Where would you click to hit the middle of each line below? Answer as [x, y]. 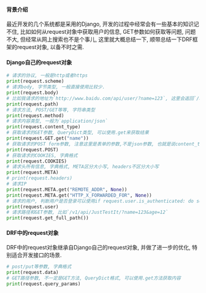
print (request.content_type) [44, 127]
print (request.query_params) [44, 284]
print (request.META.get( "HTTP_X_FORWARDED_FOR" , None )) [79, 195]
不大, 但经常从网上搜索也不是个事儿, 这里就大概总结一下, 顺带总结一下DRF [100, 39]
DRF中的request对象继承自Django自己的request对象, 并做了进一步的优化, [99, 248]
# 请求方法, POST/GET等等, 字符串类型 [51, 110]
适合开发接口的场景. [37, 255]
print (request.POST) [33, 150]
